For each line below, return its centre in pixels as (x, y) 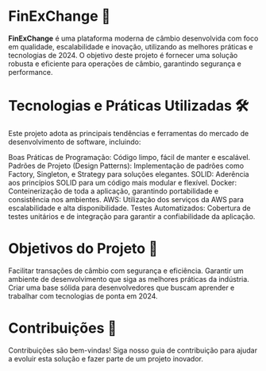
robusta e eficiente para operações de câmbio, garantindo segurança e (125, 64)
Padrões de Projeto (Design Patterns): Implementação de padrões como (126, 166)
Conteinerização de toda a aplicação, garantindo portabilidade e (114, 191)
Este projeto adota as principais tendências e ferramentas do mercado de (129, 133)
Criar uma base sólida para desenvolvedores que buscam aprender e (121, 287)
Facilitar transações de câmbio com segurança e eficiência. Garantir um (126, 271)
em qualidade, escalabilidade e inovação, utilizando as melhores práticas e (131, 46)
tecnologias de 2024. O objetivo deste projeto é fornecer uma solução (123, 55)
